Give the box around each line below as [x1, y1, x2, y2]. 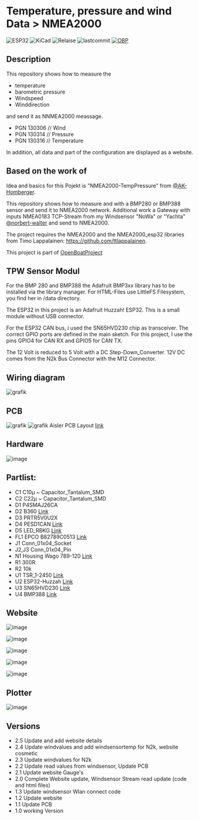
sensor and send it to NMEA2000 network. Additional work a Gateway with [6, 206, 191, 214]
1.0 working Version [14, 807, 64, 815]
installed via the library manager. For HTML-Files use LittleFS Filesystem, [6, 288, 186, 295]
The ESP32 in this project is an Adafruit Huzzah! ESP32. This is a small [6, 306, 180, 313]
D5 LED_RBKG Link [14, 526, 62, 534]
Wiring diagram [6, 372, 66, 382]
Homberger [6, 188, 34, 196]
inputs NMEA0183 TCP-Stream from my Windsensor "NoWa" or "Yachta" [6, 213, 186, 220]
